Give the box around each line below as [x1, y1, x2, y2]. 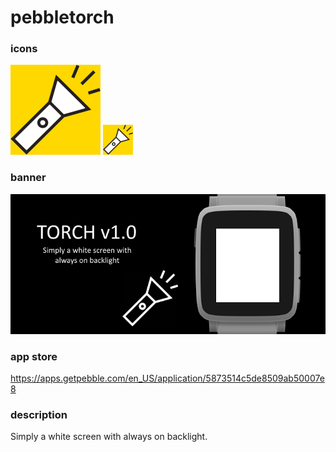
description [10, 408, 68, 421]
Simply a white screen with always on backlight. [10, 431, 208, 443]
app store [10, 349, 58, 363]
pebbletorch [10, 6, 115, 29]
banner [10, 171, 47, 185]
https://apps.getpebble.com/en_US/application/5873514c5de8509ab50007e [10, 372, 325, 385]
